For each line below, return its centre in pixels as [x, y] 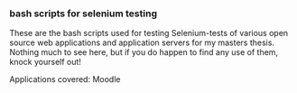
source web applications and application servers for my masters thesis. [142, 42]
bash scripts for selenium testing [84, 14]
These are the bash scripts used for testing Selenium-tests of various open [149, 33]
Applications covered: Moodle [65, 79]
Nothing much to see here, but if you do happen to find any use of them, [144, 52]
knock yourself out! [45, 62]
